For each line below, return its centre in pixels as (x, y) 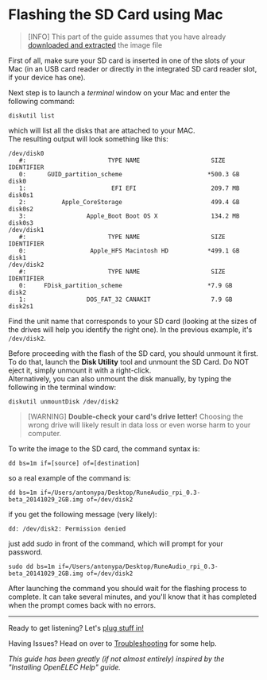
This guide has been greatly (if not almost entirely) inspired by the (116, 659)
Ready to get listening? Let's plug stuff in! (76, 628)
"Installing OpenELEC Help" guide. (65, 667)
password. (25, 552)
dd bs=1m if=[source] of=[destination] (74, 463)
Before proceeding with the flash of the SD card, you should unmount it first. (133, 353)
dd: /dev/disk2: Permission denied (67, 529)
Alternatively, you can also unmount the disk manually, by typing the (120, 378)
